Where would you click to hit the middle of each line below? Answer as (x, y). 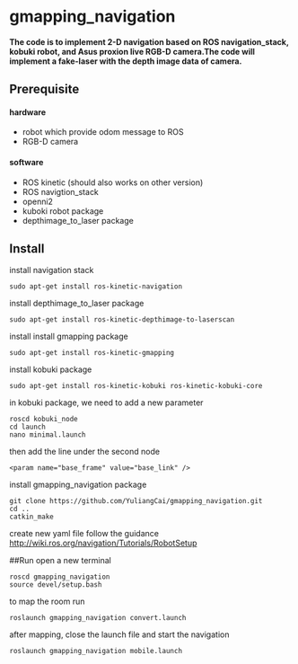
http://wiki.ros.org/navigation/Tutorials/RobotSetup (103, 543)
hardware (28, 112)
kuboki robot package (63, 211)
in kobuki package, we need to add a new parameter (106, 403)
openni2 (38, 201)
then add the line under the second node (84, 452)
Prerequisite (44, 89)
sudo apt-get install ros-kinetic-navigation (96, 287)
